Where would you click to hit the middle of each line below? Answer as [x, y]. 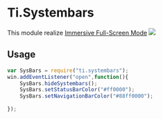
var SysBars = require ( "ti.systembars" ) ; [68, 71]
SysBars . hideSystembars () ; [59, 83]
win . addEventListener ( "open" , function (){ [68, 77]
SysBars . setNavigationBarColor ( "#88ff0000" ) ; [87, 96]
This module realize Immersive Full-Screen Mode [77, 33]
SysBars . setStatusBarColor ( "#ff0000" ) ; [77, 90]
